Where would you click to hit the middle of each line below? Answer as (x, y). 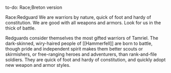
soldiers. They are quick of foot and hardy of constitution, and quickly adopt (85, 60)
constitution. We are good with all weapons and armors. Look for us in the (83, 23)
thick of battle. (20, 28)
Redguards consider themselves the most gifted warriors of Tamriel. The (82, 38)
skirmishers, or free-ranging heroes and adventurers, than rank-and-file (81, 54)
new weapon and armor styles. (38, 65)
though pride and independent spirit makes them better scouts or (74, 49)
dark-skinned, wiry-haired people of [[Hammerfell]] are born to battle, (79, 43)
